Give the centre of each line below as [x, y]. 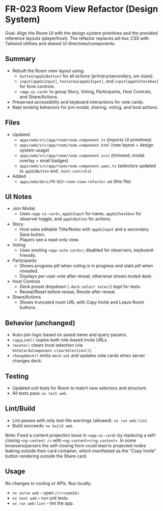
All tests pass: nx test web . [40, 393]
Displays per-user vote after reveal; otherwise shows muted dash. [86, 276]
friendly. [28, 255]
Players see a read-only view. [49, 240]
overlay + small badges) [44, 160]
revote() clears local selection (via [47, 345]
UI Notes [18, 196]
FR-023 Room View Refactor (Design [82, 9]
